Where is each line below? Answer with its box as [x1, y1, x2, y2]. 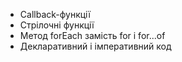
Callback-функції [19, 9, 91, 20]
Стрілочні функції [19, 19, 95, 31]
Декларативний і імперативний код [19, 40, 172, 52]
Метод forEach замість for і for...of [19, 30, 166, 41]
